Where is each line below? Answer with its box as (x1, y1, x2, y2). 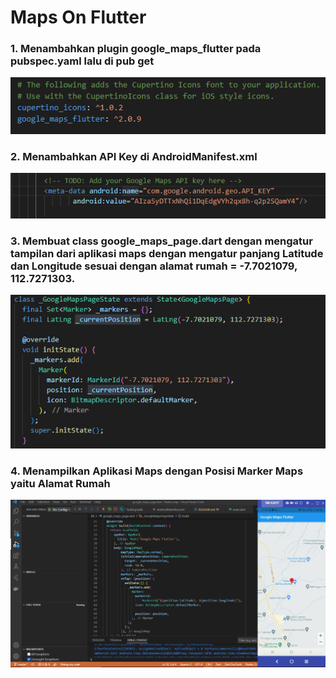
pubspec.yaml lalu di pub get (10, 54, 155, 68)
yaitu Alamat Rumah (10, 477, 111, 491)
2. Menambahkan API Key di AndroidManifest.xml (10, 150, 258, 164)
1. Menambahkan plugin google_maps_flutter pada (10, 42, 262, 56)
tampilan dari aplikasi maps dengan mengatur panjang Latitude (10, 247, 324, 261)
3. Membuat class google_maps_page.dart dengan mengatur (10, 234, 313, 248)
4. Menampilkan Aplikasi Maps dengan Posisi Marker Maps (10, 464, 304, 478)
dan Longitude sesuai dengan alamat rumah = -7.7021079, (10, 259, 298, 273)
